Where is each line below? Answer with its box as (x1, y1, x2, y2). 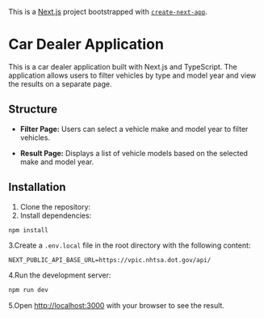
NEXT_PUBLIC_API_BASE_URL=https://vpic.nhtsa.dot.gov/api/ (8, 257, 212, 265)
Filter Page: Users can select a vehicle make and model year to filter (19, 124, 249, 134)
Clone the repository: (19, 201, 91, 211)
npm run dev (8, 286, 48, 295)
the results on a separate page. (8, 78, 112, 88)
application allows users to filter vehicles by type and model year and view (8, 70, 257, 80)
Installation (8, 180, 66, 194)
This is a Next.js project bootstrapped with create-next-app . (8, 7, 208, 16)
